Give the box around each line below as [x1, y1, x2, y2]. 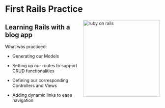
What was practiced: [5, 44, 47, 50]
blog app [5, 30, 33, 39]
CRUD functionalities [12, 68, 55, 74]
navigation [12, 97, 34, 103]
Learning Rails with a [5, 23, 70, 31]
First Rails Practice [5, 3, 83, 15]
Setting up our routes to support [12, 63, 78, 68]
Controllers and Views [12, 82, 57, 88]
